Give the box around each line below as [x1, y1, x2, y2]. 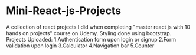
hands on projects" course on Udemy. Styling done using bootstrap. [6, 29, 172, 36]
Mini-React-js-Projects [6, 4, 122, 18]
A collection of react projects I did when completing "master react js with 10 [6, 23, 191, 30]
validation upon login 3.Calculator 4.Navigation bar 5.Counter [6, 42, 155, 49]
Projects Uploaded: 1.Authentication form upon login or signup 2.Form [6, 36, 176, 43]
